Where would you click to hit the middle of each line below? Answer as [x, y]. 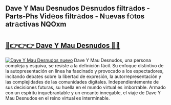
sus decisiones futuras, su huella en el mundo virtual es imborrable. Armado [86, 87]
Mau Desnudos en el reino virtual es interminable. [58, 98]
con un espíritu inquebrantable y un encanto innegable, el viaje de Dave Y [83, 93]
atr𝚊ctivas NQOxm [36, 24]
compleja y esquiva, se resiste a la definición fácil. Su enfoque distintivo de [84, 65]
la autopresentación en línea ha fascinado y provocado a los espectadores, [84, 71]
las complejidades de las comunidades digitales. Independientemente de [82, 82]
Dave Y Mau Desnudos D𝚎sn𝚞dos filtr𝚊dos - [78, 8]
